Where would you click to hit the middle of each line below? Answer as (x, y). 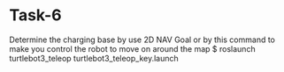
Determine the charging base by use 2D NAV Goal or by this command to (142, 40)
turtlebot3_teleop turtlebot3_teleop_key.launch (94, 58)
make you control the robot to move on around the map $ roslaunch (132, 48)
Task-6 (35, 15)
